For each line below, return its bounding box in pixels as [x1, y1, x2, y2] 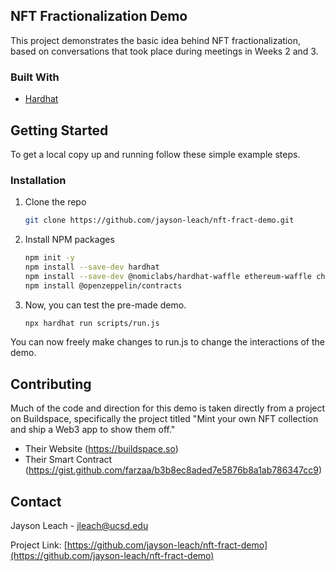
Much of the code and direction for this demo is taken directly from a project [10, 402, 326, 414]
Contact [10, 493, 62, 510]
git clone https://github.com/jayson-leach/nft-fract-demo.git [24, 215, 295, 226]
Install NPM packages [24, 234, 115, 246]
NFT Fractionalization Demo [10, 8, 188, 25]
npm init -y [24, 253, 75, 263]
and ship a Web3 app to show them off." [10, 424, 176, 436]
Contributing [10, 375, 92, 393]
